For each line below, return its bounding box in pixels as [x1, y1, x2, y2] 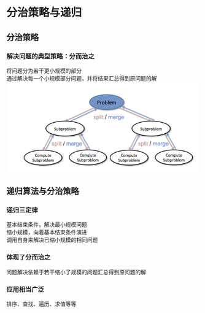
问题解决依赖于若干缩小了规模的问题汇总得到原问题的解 [6, 268, 146, 276]
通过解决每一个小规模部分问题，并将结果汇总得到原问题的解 [6, 74, 157, 82]
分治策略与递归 [6, 6, 82, 20]
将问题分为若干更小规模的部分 [6, 67, 82, 74]
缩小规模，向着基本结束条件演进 [6, 228, 87, 236]
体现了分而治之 [6, 253, 51, 261]
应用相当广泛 [6, 285, 45, 293]
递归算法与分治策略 [6, 186, 79, 196]
